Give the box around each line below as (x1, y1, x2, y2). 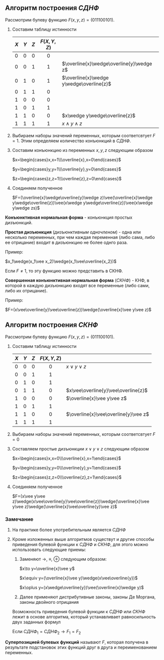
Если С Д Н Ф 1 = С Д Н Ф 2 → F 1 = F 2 (12, 628, 82, 636)
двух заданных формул (12, 619, 61, 625)
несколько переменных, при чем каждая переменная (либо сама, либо (5, 234, 155, 240)
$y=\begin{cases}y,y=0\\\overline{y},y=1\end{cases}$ (12, 465, 121, 470)
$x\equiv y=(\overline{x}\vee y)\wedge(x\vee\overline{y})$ (19, 575, 138, 581)
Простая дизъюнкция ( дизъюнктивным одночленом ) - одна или (5, 229, 141, 235)
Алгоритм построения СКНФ (5, 321, 99, 329)
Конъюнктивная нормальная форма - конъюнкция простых (5, 214, 133, 220)
